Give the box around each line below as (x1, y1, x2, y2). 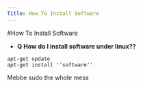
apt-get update (7, 55, 51, 62)
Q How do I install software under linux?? (16, 42, 136, 50)
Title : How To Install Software (7, 10, 99, 17)
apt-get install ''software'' (7, 61, 94, 69)
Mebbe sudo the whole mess (7, 73, 89, 82)
